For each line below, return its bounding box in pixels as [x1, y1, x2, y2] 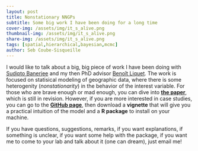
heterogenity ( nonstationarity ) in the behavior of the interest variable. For [6, 82, 185, 89]
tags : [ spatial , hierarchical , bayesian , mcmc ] [6, 42, 118, 48]
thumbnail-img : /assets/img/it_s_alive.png [6, 31, 116, 37]
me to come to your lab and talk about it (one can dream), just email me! [6, 137, 182, 145]
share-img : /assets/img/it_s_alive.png [6, 36, 105, 42]
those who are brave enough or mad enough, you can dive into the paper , [6, 88, 187, 95]
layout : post [6, 8, 39, 15]
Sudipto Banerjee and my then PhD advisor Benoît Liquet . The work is [6, 69, 177, 77]
